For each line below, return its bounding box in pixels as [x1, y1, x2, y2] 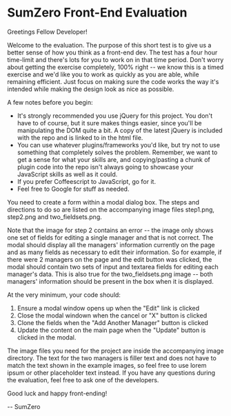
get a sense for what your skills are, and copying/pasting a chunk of [17, 155, 210, 163]
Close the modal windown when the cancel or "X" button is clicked [17, 311, 208, 320]
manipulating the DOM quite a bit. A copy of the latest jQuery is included [17, 126, 223, 134]
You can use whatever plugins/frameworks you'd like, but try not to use [17, 141, 221, 149]
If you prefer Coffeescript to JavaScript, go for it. [17, 177, 157, 185]
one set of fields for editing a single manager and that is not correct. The [7, 233, 214, 242]
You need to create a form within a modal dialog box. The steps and [7, 198, 200, 206]
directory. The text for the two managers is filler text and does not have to [7, 353, 217, 362]
